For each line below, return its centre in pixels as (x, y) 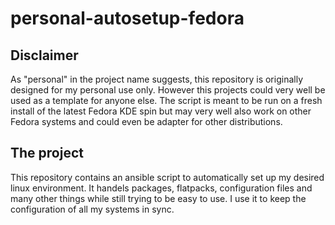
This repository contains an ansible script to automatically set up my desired (167, 177)
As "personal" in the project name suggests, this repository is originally (156, 79)
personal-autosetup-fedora (127, 18)
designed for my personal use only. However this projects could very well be (168, 90)
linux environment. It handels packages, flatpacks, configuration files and (161, 188)
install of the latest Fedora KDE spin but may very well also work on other (161, 111)
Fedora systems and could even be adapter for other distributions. (146, 121)
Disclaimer (44, 55)
